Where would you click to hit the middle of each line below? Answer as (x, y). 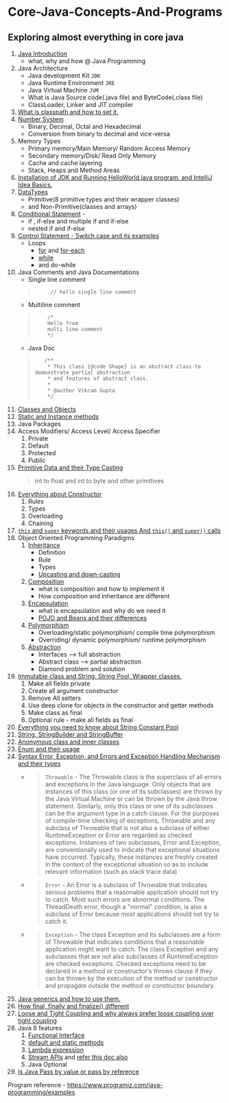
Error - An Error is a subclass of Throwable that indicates (126, 885)
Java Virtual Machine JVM (63, 90)
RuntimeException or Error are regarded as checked (119, 835)
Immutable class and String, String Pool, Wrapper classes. (100, 676)
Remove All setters (55, 698)
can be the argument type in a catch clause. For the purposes (132, 813)
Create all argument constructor (73, 691)
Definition (52, 552)
